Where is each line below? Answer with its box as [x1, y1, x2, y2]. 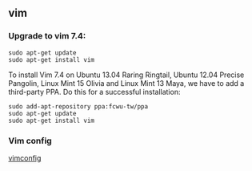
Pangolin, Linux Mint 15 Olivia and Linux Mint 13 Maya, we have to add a [8, 78, 245, 88]
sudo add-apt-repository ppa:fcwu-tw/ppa [8, 102, 149, 111]
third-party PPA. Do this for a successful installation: [8, 87, 181, 96]
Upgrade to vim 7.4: [8, 31, 86, 42]
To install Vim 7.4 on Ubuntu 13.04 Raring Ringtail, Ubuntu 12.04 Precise [8, 70, 245, 79]
